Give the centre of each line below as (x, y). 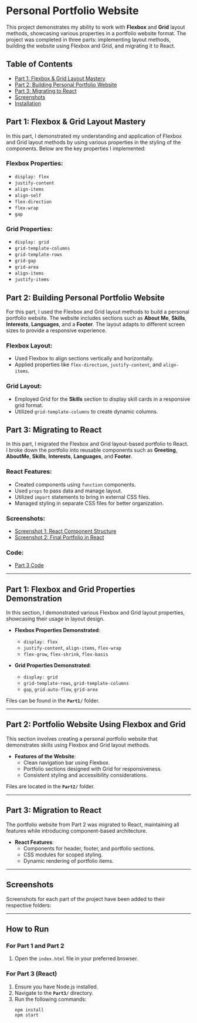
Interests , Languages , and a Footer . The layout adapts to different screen (96, 324)
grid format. (29, 405)
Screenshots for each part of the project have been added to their (86, 899)
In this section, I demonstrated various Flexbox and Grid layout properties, (96, 613)
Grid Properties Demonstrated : (53, 666)
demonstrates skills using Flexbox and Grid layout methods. (78, 745)
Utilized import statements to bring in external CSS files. (82, 497)
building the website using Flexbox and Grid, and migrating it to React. (91, 46)
